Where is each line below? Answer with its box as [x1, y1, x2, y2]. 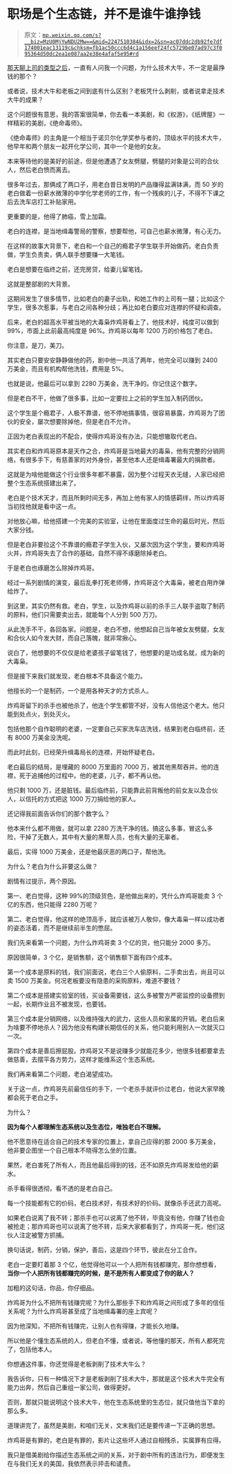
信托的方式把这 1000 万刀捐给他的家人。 [25, 794, 140, 803]
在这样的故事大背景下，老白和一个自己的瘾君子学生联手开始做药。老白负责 [7, 242, 219, 250]
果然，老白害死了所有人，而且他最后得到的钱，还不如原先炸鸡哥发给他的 [7, 1160, 213, 1169]
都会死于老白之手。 [7, 1093, 62, 1102]
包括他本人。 [19, 1345, 56, 1354]
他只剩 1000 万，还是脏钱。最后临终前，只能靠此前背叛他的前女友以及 [7, 786, 206, 794]
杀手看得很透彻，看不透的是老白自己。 [7, 1184, 116, 1192]
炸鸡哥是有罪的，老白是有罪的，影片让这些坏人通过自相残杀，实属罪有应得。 [7, 1436, 225, 1444]
